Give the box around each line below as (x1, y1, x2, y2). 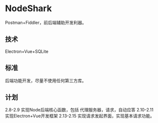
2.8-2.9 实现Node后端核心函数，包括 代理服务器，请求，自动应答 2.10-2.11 (5, 107, 154, 113)
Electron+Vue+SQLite (5, 48, 49, 54)
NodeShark (5, 3, 52, 14)
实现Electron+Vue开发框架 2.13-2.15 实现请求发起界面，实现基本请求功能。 (5, 113, 155, 119)
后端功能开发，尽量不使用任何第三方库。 (5, 77, 86, 83)
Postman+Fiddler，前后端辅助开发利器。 (5, 19, 87, 25)
